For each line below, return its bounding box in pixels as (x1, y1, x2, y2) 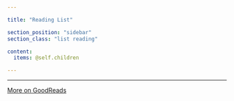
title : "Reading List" (7, 16, 73, 23)
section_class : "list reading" (7, 36, 98, 42)
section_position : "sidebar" (7, 29, 92, 36)
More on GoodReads (7, 86, 67, 95)
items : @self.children (13, 54, 79, 61)
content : (7, 48, 33, 55)
